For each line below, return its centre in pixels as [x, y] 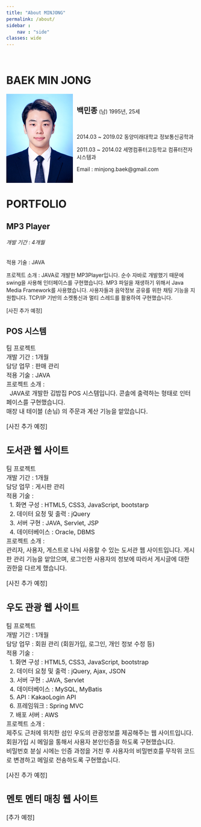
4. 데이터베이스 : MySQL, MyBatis [56, 689]
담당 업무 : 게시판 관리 [36, 487]
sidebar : [19, 25]
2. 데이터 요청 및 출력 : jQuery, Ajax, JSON [68, 671]
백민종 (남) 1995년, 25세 [108, 111]
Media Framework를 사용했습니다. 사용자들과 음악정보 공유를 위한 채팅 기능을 [97, 290]
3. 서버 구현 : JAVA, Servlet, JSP [54, 523]
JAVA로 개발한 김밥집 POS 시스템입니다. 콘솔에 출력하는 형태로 [94, 393]
